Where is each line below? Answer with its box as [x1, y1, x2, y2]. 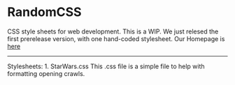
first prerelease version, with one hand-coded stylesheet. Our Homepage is [7, 34, 225, 42]
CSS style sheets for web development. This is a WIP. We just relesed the [7, 27, 219, 36]
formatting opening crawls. [7, 69, 85, 77]
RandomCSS [7, 4, 82, 20]
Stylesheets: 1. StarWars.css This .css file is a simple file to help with [7, 62, 205, 70]
